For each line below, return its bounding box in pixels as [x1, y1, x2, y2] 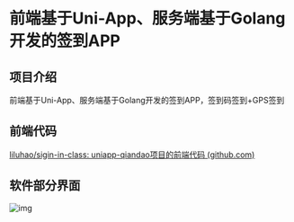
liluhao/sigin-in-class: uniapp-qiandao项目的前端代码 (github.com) [9, 149, 255, 160]
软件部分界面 [9, 178, 81, 193]
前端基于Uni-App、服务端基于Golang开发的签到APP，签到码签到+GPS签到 [9, 95, 285, 105]
